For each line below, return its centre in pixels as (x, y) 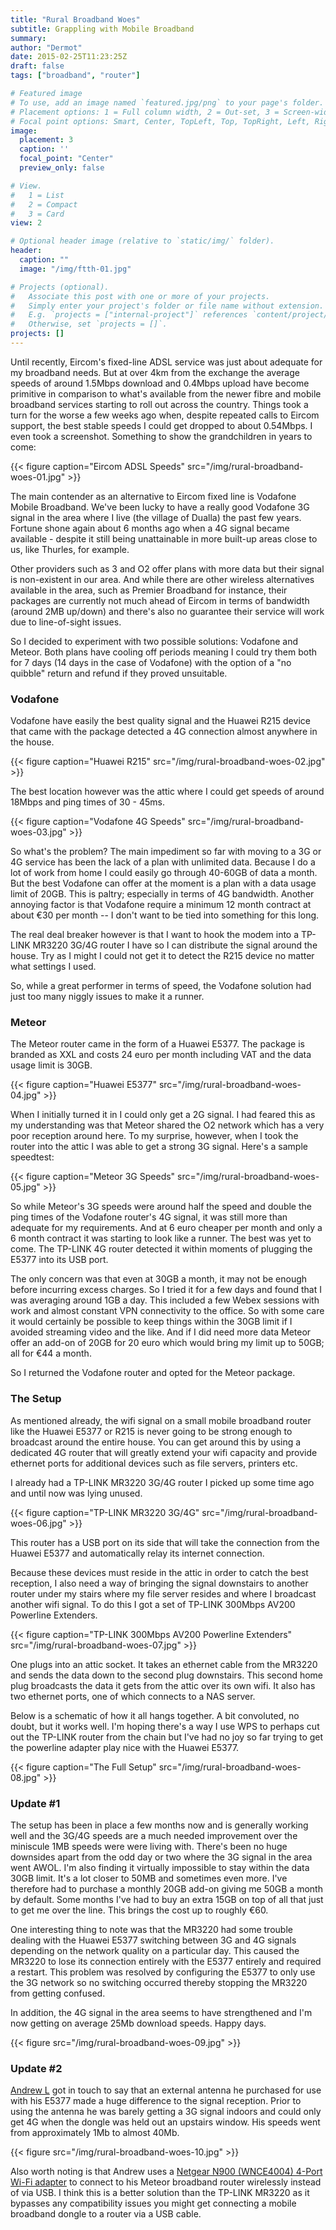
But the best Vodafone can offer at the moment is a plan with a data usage (163, 883)
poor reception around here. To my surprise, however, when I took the (154, 1136)
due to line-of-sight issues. (66, 622)
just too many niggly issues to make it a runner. (107, 997)
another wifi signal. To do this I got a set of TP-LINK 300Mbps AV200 (153, 1604)
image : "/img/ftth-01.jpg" (75, 269)
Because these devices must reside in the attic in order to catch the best (159, 1572)
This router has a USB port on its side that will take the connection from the (165, 1542)
